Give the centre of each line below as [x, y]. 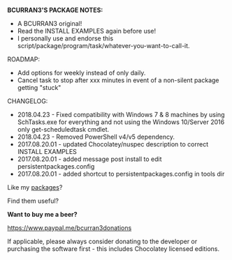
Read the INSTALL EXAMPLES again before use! [86, 31]
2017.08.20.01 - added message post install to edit [89, 159]
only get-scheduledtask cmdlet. [63, 129]
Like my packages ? [35, 187]
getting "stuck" [39, 87]
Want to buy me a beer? [43, 214]
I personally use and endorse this [65, 38]
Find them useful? [33, 201]
